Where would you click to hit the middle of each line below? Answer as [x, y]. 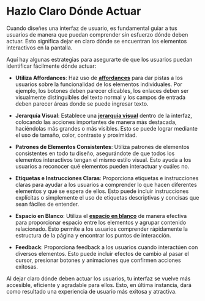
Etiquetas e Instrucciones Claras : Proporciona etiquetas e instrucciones [107, 178]
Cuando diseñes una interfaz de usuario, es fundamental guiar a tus [92, 28]
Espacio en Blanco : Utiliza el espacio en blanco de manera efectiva [101, 216]
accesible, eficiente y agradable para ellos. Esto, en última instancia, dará [99, 285]
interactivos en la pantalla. [39, 48]
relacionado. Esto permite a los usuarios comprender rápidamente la [102, 229]
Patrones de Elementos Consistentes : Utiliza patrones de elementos [102, 147]
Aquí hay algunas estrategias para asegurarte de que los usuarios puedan [99, 59]
